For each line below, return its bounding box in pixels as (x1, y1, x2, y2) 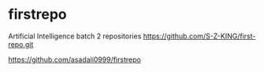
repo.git (8, 39, 34, 49)
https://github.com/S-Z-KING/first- (143, 31, 256, 41)
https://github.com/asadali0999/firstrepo (8, 55, 142, 64)
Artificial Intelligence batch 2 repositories (8, 31, 142, 41)
